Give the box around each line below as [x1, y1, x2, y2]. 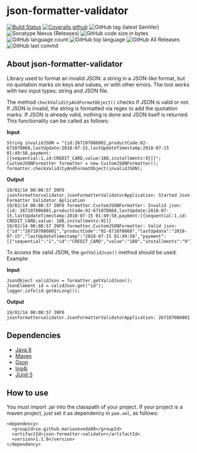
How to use [6, 388, 49, 398]
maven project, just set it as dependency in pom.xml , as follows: [6, 410, 158, 417]
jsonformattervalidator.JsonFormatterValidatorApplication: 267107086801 [6, 315, 191, 321]
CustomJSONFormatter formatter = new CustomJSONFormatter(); [6, 160, 159, 166]
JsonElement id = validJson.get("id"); [6, 282, 104, 288]
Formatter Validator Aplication [6, 197, 85, 203]
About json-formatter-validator [6, 59, 123, 69]
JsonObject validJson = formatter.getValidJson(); [6, 277, 133, 284]
